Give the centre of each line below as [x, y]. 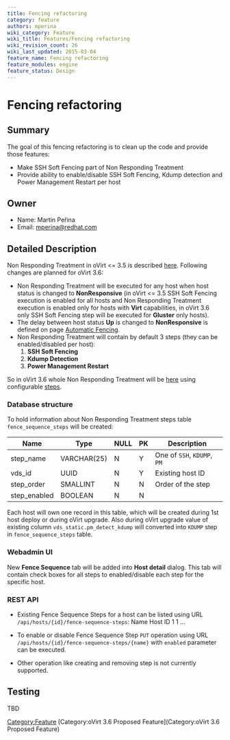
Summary [28, 130]
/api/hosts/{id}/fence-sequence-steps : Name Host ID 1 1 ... [101, 622]
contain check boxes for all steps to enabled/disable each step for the [105, 575]
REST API [23, 599]
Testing [24, 692]
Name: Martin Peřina [46, 220]
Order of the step [183, 485]
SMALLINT [78, 485]
